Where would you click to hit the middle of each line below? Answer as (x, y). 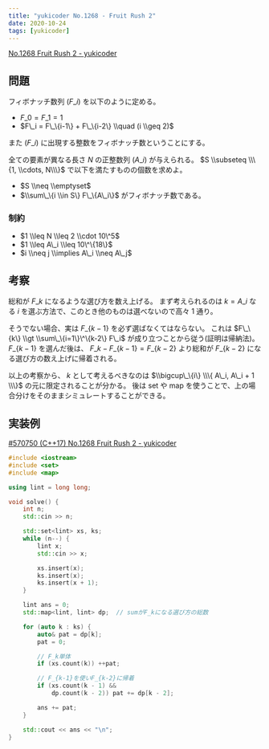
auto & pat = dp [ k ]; (70, 634)
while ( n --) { (46, 539)
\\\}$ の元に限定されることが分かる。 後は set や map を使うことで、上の (128, 385)
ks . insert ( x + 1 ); (68, 583)
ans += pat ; (57, 707)
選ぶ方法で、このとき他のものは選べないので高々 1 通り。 (123, 311)
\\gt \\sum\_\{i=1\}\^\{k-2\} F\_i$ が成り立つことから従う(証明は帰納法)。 (141, 339)
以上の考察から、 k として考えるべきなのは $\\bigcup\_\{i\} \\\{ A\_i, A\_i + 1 (131, 376)
